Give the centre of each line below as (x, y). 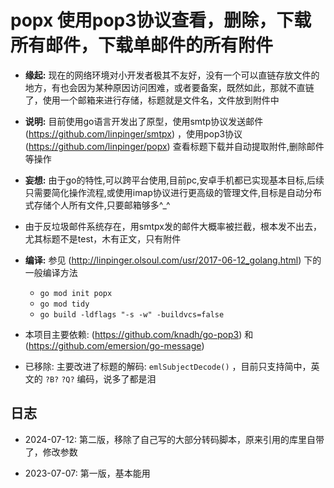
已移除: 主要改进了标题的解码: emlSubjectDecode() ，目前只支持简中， (168, 366)
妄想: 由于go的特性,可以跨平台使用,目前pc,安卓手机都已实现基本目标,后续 (174, 180)
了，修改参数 (51, 452)
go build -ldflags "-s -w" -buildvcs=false (132, 314)
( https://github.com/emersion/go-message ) (114, 345)
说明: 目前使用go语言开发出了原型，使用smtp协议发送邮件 (144, 121)
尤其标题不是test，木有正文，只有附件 (103, 238)
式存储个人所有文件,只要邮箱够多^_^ (97, 205)
